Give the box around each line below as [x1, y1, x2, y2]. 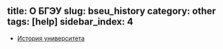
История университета [17, 34, 85, 42]
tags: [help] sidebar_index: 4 [7, 16, 134, 28]
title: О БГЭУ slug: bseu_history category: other [7, 5, 216, 17]
